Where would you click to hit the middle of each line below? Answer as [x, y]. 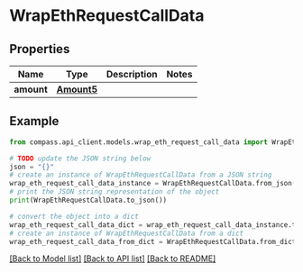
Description [132, 74]
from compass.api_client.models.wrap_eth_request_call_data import [139, 142]
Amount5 [77, 89]
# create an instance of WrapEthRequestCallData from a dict [127, 233]
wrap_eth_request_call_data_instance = [84, 184]
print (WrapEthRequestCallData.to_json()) [88, 200]
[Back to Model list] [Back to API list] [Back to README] [113, 258]
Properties [40, 49]
